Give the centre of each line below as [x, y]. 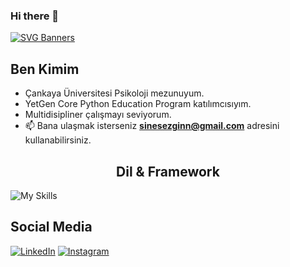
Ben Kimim [45, 69]
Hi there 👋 [35, 16]
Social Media [51, 227]
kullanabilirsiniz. [58, 140]
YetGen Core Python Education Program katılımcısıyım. [138, 104]
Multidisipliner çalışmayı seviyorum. [98, 115]
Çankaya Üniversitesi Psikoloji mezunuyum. [114, 93]
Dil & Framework [168, 171]
